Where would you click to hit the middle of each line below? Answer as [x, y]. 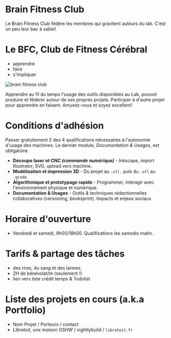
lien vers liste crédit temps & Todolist [51, 278]
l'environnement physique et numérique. [55, 188]
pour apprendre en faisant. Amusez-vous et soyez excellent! [69, 105]
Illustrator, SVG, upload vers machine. [52, 166]
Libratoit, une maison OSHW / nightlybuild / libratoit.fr [73, 329]
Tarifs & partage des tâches [65, 254]
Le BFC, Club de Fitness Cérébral [76, 50]
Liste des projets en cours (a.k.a [75, 299]
